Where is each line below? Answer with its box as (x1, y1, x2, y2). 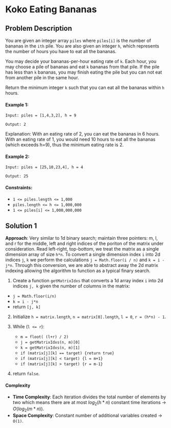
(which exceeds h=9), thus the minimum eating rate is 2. (5, 142, 124, 148)
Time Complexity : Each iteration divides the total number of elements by (12, 394, 166, 400)
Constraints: (5, 185, 33, 190)
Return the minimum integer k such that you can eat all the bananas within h (5, 84, 165, 91)
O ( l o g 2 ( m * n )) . (12, 406, 44, 413)
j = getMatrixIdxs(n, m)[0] (20, 340, 80, 345)
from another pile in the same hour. (5, 75, 79, 80)
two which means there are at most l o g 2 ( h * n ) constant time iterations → (12, 399, 166, 407)
